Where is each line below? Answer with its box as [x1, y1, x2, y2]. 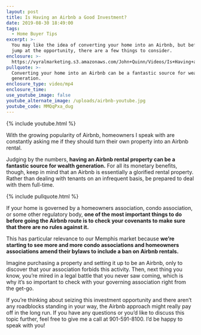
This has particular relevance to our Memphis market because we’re [6, 234, 175, 242]
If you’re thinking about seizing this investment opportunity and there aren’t [6, 296, 192, 303]
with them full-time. [6, 181, 54, 188]
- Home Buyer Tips [11, 31, 58, 37]
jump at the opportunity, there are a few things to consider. [11, 48, 172, 54]
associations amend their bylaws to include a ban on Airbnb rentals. [6, 248, 179, 255]
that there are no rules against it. [6, 223, 89, 230]
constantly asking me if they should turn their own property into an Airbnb [6, 138, 188, 145]
